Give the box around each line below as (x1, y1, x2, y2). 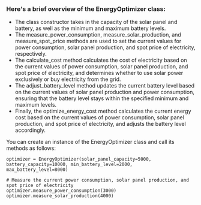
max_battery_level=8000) (6, 167, 68, 173)
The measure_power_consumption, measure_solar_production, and (14, 31, 181, 38)
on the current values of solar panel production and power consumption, (14, 89, 195, 96)
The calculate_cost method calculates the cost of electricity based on (14, 56, 187, 64)
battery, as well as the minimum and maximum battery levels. (14, 25, 166, 32)
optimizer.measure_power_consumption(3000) (6, 188, 117, 194)
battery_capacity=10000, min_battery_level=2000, (6, 161, 133, 168)
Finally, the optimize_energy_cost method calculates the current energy (14, 107, 191, 115)
